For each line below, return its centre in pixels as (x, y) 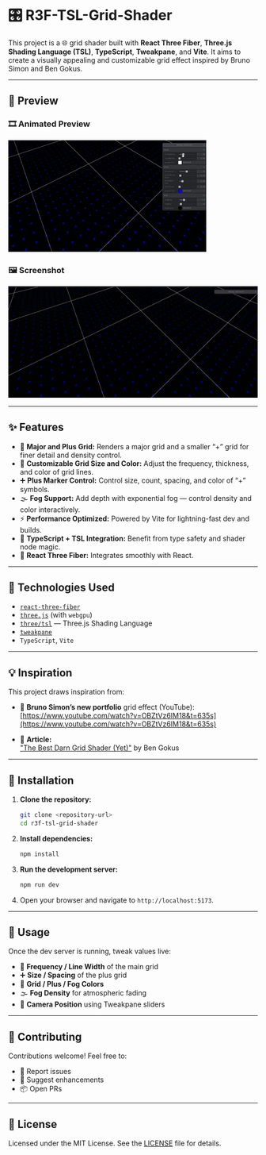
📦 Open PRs (41, 1089)
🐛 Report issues (45, 1072)
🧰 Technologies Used (61, 588)
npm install (39, 854)
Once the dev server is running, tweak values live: (90, 951)
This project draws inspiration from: (66, 692)
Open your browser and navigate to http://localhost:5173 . (116, 900)
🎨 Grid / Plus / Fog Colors (62, 984)
